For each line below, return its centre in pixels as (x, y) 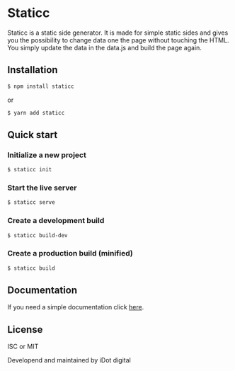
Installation (33, 70)
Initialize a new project (47, 155)
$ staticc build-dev (38, 235)
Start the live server (42, 188)
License (25, 330)
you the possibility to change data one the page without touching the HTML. (118, 40)
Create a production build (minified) (70, 253)
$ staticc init (30, 170)
